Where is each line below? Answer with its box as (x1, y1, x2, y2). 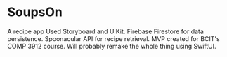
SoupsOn (7, 4, 63, 20)
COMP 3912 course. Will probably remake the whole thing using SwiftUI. (7, 42, 216, 50)
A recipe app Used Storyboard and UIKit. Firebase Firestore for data (7, 27, 204, 35)
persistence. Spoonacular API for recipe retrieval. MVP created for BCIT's (7, 34, 220, 42)
